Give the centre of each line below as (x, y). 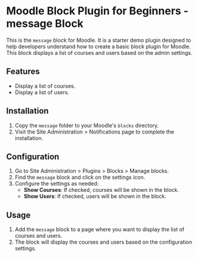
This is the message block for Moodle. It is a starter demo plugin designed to (99, 40)
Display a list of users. (42, 92)
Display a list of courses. (45, 86)
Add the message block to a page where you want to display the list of (100, 229)
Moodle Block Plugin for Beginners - (98, 11)
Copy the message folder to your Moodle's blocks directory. (87, 125)
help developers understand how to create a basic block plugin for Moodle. (98, 46)
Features (23, 72)
